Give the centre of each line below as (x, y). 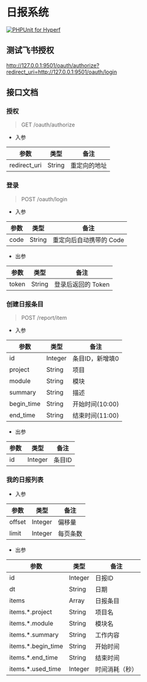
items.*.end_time (34, 658)
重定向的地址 (89, 166)
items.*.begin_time (36, 646)
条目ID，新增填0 (96, 359)
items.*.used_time (35, 669)
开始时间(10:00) (96, 404)
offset (18, 522)
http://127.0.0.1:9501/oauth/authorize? (53, 65)
